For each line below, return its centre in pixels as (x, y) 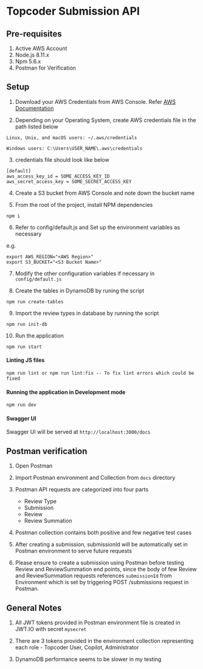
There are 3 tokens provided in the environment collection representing (104, 641)
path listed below (37, 126)
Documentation (34, 108)
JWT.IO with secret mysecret (51, 629)
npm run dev (21, 405)
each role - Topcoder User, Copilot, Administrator (77, 648)
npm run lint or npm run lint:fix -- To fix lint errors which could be (100, 374)
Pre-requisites (34, 34)
